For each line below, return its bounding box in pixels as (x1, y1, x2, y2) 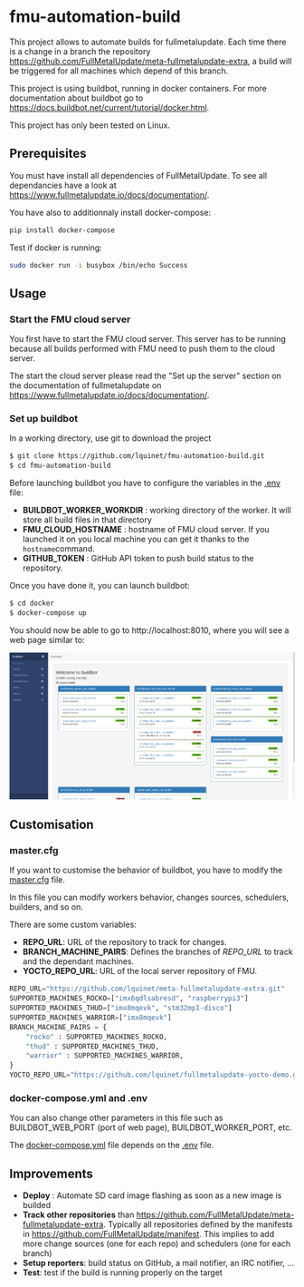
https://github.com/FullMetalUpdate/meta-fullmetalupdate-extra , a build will (9, 55, 292, 66)
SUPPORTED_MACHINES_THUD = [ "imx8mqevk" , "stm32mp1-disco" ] (9, 1004, 233, 1013)
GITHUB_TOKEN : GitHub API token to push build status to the (22, 553, 255, 564)
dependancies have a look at (9, 180, 117, 190)
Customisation (9, 817, 94, 833)
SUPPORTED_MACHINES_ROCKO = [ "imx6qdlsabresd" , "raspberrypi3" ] (9, 994, 249, 1003)
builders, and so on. (9, 902, 84, 912)
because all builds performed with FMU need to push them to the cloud (9, 343, 276, 355)
